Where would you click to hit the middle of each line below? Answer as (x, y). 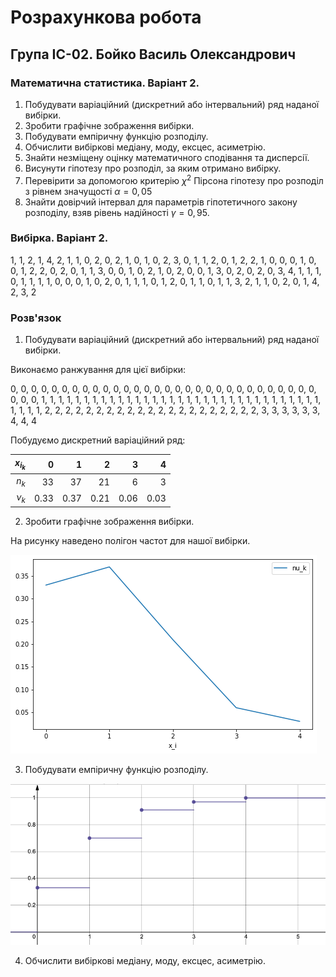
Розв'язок (36, 318)
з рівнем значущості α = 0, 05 (88, 191)
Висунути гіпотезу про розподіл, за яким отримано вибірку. (153, 168)
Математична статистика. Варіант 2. (105, 83)
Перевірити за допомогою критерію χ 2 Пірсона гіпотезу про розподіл (174, 179)
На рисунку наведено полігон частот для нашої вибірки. (130, 541)
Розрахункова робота (106, 17)
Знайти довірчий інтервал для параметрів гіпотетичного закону (161, 202)
